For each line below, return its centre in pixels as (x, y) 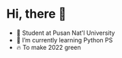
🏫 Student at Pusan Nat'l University (65, 33)
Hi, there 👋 (36, 14)
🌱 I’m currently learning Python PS (64, 40)
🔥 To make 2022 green (48, 47)
